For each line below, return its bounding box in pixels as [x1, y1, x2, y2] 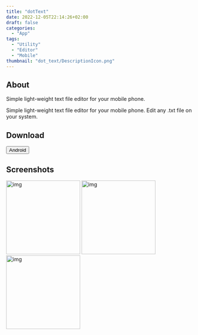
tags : [6, 36, 20, 42]
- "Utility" [11, 42, 41, 48]
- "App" [11, 31, 31, 37]
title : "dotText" [6, 8, 49, 15]
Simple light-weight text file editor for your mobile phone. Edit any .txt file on [6, 107, 192, 114]
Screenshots [6, 165, 54, 175]
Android [9, 147, 27, 153]
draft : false [6, 19, 38, 25]
